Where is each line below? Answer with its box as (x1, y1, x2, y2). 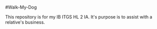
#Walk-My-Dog (5, 4, 37, 10)
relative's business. (5, 19, 45, 25)
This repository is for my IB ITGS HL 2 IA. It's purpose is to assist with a (5, 14, 152, 19)
